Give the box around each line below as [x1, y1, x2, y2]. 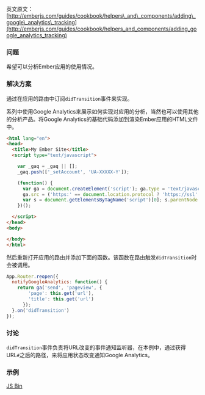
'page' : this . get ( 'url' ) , [28, 291, 95, 297]
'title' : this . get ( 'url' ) [28, 296, 95, 302]
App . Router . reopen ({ [6, 274, 59, 280]
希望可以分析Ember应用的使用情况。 [6, 63, 98, 70]
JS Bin [6, 382, 23, 390]
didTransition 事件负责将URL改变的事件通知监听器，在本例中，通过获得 [6, 344, 186, 351]
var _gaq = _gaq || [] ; [17, 164, 78, 170]
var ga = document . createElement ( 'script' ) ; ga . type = [22, 186, 165, 192]
